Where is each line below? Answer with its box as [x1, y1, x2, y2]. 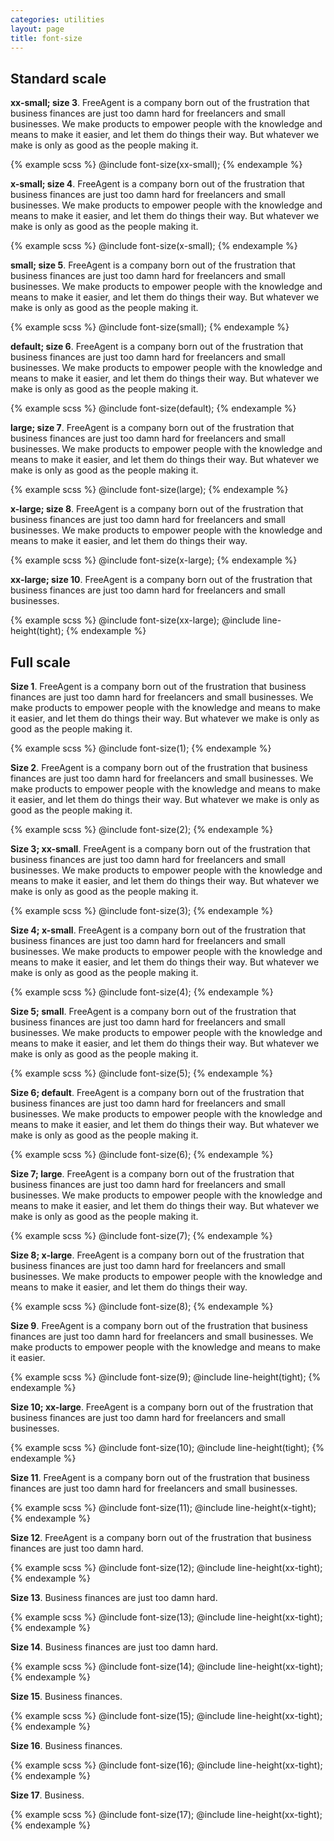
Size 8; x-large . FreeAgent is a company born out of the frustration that [10, 1249, 305, 1261]
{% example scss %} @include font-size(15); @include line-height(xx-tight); [10, 1710, 323, 1721]
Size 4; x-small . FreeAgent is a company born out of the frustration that [10, 924, 307, 936]
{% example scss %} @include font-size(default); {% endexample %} [10, 402, 297, 415]
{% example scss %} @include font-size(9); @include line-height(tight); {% [10, 1371, 322, 1383]
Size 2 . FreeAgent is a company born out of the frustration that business [10, 762, 308, 773]
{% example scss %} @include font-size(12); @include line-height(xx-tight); [10, 1562, 323, 1573]
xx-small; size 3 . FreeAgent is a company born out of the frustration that [10, 97, 310, 109]
